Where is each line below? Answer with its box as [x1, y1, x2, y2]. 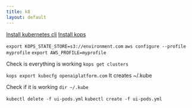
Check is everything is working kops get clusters [6, 60, 129, 67]
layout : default [6, 14, 46, 20]
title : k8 [6, 8, 31, 15]
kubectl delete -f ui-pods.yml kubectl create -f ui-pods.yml [6, 96, 162, 102]
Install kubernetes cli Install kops [6, 30, 86, 38]
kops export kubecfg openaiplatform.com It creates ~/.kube [6, 72, 153, 79]
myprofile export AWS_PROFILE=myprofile [6, 50, 106, 55]
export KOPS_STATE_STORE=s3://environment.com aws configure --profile [6, 43, 186, 50]
